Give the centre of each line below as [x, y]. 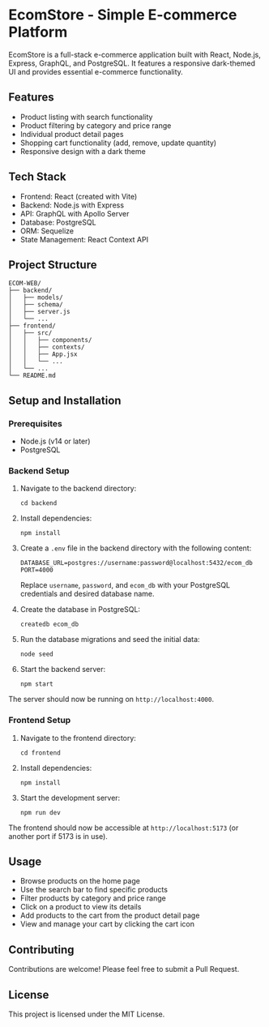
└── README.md [32, 376]
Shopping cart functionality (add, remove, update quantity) [118, 143]
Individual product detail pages [72, 134]
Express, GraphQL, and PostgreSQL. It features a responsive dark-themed [132, 63]
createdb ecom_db [49, 625]
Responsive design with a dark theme [83, 151]
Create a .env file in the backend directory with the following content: [136, 548]
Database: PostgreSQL [58, 222]
